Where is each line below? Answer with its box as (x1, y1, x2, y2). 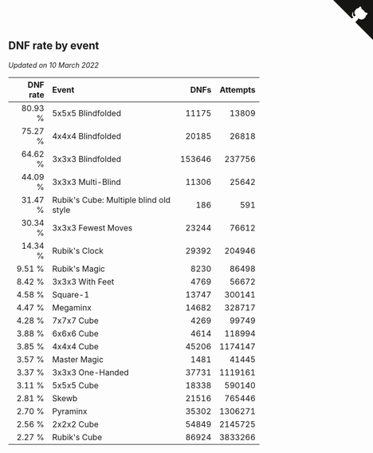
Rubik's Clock (51, 245, 104, 256)
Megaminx (51, 301, 92, 313)
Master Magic (51, 353, 104, 364)
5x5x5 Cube (51, 380, 100, 391)
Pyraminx (51, 405, 88, 416)
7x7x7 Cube (51, 315, 100, 326)
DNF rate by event (8, 39, 100, 53)
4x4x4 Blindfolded (51, 130, 122, 141)
